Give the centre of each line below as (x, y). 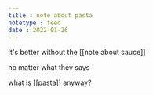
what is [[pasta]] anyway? (50, 82)
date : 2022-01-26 (38, 30)
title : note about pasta (50, 15)
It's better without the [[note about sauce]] (77, 53)
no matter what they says (49, 68)
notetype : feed (35, 23)
